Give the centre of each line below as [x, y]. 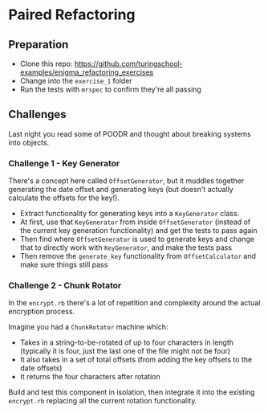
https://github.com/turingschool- [128, 63]
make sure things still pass [64, 265]
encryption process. [41, 312]
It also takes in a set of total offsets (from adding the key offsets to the [136, 360]
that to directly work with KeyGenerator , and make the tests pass [126, 247]
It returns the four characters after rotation [90, 377]
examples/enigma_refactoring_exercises [87, 72]
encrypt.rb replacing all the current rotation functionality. [103, 401]
